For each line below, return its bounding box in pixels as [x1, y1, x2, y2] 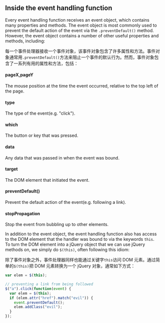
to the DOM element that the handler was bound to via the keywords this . [5, 236, 155, 242]
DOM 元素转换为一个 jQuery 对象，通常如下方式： [34, 263, 136, 269]
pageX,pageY [5, 72, 33, 78]
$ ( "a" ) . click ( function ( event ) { [5, 286, 71, 291]
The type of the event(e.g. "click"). [5, 110, 75, 116]
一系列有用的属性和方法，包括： [13, 60, 79, 66]
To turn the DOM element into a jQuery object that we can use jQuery [5, 241, 145, 248]
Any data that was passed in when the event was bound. [5, 155, 120, 161]
